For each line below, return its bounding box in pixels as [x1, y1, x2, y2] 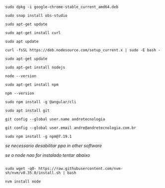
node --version [5, 74, 37, 78]
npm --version [5, 91, 35, 96]
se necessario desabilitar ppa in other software [5, 143, 103, 149]
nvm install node [5, 179, 41, 184]
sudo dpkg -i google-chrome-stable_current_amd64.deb [5, 4, 119, 9]
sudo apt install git [5, 108, 50, 113]
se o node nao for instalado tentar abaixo [5, 152, 90, 158]
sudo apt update [5, 39, 39, 44]
